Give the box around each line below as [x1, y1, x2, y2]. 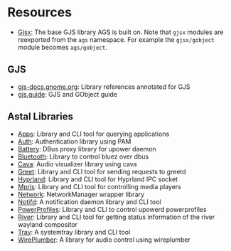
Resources [7, 4, 72, 21]
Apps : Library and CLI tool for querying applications [17, 129, 170, 138]
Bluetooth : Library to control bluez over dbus [17, 152, 149, 161]
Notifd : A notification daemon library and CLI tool [17, 197, 161, 206]
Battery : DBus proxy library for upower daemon [17, 144, 156, 153]
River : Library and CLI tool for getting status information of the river [17, 213, 215, 221]
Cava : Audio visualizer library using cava [17, 159, 137, 168]
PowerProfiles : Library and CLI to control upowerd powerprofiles [17, 205, 208, 213]
